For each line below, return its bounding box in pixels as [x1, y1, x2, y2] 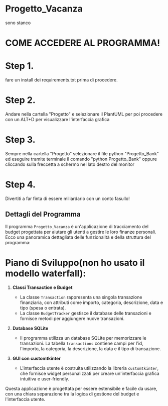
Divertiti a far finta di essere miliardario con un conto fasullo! [5, 195, 130, 201]
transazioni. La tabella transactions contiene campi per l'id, [20, 340, 144, 346]
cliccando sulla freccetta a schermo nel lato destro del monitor [5, 161, 134, 167]
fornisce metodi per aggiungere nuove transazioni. [20, 315, 125, 322]
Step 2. [5, 94, 36, 106]
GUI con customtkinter [12, 355, 61, 361]
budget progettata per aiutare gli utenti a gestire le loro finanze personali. [5, 229, 156, 235]
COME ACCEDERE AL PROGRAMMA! [5, 37, 160, 49]
